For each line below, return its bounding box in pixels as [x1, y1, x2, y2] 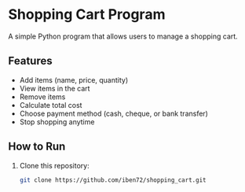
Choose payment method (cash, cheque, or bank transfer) [19, 109, 208, 118]
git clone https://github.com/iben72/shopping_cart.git [19, 175, 207, 184]
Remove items [19, 92, 66, 102]
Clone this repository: [19, 161, 90, 170]
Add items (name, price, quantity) [19, 75, 129, 84]
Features [8, 54, 53, 68]
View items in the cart [19, 83, 90, 93]
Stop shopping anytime [19, 116, 95, 127]
